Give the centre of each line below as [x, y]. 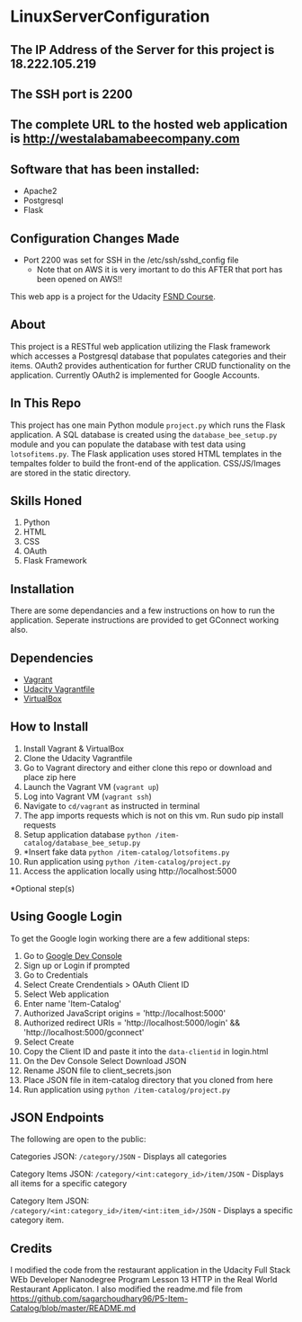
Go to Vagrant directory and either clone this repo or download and [147, 767]
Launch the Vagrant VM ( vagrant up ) [91, 786]
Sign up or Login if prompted [76, 965]
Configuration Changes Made [95, 239]
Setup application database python [87, 834]
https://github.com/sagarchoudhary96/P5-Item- [99, 1299]
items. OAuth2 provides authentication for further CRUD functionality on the [151, 365]
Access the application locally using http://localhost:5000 [130, 871]
